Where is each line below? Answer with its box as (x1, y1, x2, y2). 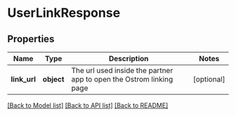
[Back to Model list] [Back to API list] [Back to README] (7, 101, 169, 110)
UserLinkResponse (7, 5, 121, 21)
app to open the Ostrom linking (71, 75, 173, 84)
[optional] (192, 75, 225, 84)
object (42, 75, 65, 84)
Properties (7, 33, 55, 45)
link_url (11, 75, 37, 84)
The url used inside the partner (71, 65, 173, 75)
